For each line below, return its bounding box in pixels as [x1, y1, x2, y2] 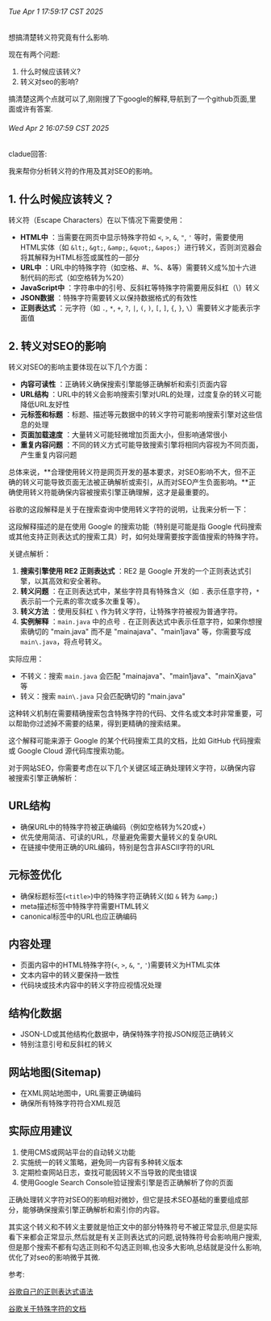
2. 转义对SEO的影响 [8, 339, 106, 353]
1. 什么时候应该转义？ [8, 192, 115, 206]
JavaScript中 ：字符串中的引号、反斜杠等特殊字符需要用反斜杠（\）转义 [19, 283, 261, 292]
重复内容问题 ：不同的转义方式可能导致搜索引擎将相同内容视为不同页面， [19, 440, 263, 450]
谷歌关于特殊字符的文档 [8, 1303, 86, 1313]
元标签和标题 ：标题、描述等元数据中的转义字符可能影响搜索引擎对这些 [19, 410, 256, 419]
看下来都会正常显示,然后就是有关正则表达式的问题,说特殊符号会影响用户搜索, [8, 1232, 262, 1242]
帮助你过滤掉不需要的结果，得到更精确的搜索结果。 [15, 719, 186, 729]
